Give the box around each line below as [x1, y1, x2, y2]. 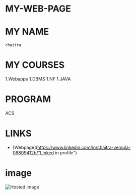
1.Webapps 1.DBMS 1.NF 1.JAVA [5, 76, 71, 82]
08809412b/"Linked [12, 149, 54, 156]
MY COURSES [5, 59, 65, 71]
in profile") [55, 149, 77, 156]
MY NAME [5, 26, 49, 38]
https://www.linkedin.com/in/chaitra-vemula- [37, 144, 131, 150]
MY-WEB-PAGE [5, 3, 72, 15]
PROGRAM [5, 93, 51, 105]
